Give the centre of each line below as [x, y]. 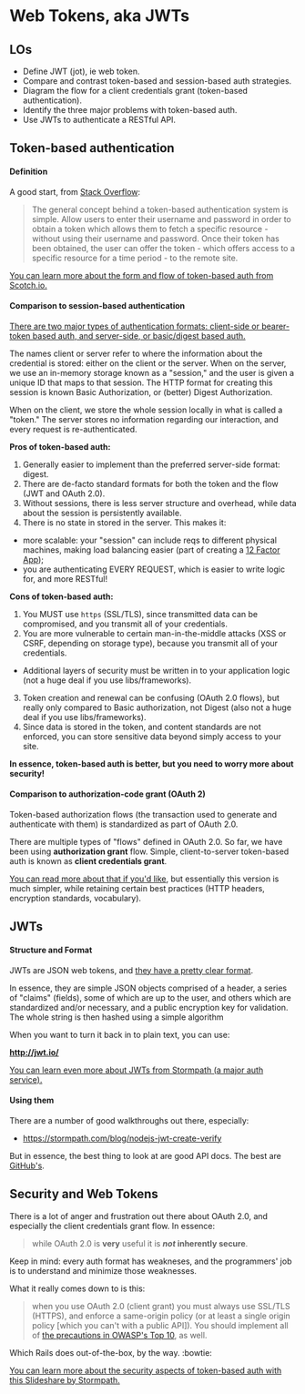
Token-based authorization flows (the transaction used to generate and [143, 814]
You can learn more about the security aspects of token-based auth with [146, 1370]
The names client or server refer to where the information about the [136, 353]
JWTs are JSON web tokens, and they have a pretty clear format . [131, 970]
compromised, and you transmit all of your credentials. [125, 624]
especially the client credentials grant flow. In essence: [112, 1226]
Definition [29, 171]
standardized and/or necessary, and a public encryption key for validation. [149, 1007]
